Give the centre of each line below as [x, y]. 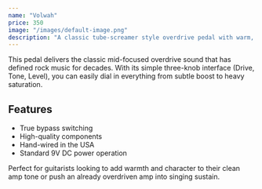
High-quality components [61, 136]
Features [30, 109]
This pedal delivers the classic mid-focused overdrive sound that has [120, 60]
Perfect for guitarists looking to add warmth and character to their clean [124, 169]
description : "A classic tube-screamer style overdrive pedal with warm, [131, 37]
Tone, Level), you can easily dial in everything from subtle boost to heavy [126, 76]
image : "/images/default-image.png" [68, 30]
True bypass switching [56, 128]
